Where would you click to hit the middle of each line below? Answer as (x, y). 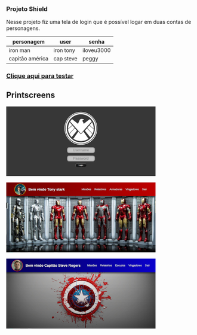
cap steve (65, 59)
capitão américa (29, 59)
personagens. (23, 28)
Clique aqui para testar (40, 75)
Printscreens (31, 95)
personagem (28, 41)
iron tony (64, 50)
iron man (20, 50)
